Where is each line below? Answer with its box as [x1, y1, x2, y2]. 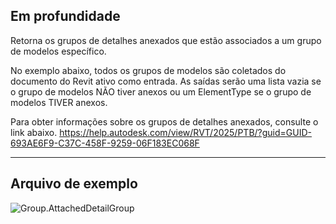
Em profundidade [10, 8, 121, 25]
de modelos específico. [10, 45, 107, 57]
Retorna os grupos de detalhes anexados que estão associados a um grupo [10, 34, 322, 46]
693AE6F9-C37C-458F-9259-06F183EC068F [10, 137, 200, 149]
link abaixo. [10, 126, 58, 138]
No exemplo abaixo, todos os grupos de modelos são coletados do [10, 64, 287, 76]
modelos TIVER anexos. [10, 96, 108, 108]
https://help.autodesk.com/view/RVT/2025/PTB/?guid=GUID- [59, 126, 313, 138]
